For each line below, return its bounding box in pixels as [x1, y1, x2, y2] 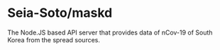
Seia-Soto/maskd [7, 5, 113, 21]
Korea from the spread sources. [7, 35, 101, 44]
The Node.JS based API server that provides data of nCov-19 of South [7, 28, 213, 37]
